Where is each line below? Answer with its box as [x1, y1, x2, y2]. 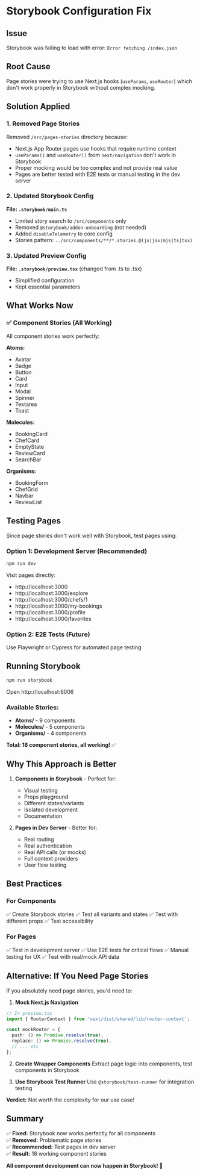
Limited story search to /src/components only [14, 217, 127, 224]
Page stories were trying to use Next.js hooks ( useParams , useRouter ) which [6, 77, 193, 85]
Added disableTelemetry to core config [14, 230, 113, 237]
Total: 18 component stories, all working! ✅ [6, 741, 116, 749]
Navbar [14, 492, 34, 499]
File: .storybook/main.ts [6, 205, 67, 213]
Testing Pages [6, 516, 61, 526]
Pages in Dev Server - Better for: [14, 824, 98, 831]
